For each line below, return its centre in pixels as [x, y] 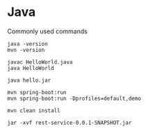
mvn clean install [34, 110]
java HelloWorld [31, 68]
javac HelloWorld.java [40, 62]
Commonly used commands [48, 31]
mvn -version [26, 50]
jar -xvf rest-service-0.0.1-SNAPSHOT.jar [69, 123]
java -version [28, 44]
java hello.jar [29, 80]
